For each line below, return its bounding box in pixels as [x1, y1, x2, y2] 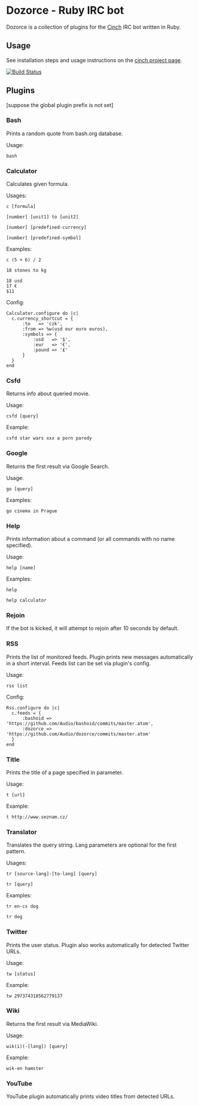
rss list [6, 683, 28, 689]
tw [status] [6, 971, 36, 977]
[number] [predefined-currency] [6, 225, 87, 231]
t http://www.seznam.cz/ [6, 814, 68, 820]
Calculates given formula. [6, 181, 69, 188]
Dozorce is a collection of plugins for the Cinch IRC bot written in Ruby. [6, 23, 181, 30]
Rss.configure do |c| [6, 705, 60, 711]
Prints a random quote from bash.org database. [6, 130, 124, 137]
